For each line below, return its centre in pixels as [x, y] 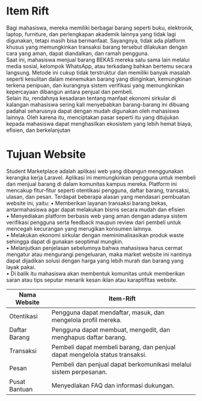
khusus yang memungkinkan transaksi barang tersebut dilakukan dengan [97, 47]
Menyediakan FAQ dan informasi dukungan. [113, 385]
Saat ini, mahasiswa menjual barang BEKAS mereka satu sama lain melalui [98, 60]
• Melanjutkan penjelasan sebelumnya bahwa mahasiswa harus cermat [94, 247]
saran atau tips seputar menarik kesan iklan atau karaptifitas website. [92, 280]
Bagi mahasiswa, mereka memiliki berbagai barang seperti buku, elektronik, [100, 28]
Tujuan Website [46, 154]
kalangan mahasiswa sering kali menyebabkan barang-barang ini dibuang [98, 104]
